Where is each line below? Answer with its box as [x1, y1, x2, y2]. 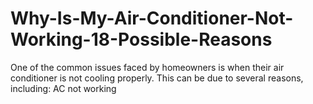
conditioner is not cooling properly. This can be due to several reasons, [10, 72, 304, 84]
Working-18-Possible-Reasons [10, 28, 273, 51]
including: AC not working [10, 82, 117, 94]
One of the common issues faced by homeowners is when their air [10, 61, 285, 73]
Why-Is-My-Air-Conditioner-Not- [10, 7, 294, 30]
